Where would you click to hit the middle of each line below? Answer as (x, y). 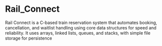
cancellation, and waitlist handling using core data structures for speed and (81, 27)
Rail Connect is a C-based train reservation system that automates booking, (81, 23)
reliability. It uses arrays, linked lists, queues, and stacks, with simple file (78, 33)
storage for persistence (29, 38)
